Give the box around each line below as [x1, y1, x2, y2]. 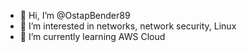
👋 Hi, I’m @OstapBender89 [19, 10, 131, 21]
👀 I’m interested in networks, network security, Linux [19, 20, 237, 32]
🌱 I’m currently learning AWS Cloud [19, 31, 166, 42]
